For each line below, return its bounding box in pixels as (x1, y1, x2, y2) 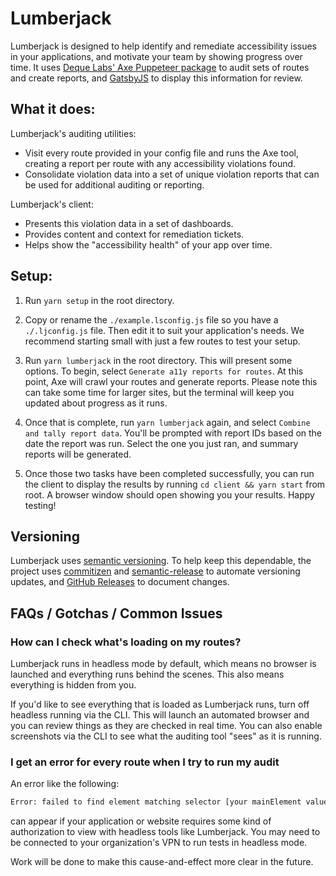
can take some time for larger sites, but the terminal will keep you (24, 386, 295, 398)
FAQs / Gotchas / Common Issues (10, 605, 223, 622)
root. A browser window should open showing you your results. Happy (24, 488, 315, 501)
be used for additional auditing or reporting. (24, 178, 205, 191)
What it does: (10, 101, 96, 118)
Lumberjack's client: (10, 198, 94, 210)
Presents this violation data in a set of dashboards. (24, 217, 234, 229)
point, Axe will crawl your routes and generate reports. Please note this (24, 375, 318, 387)
